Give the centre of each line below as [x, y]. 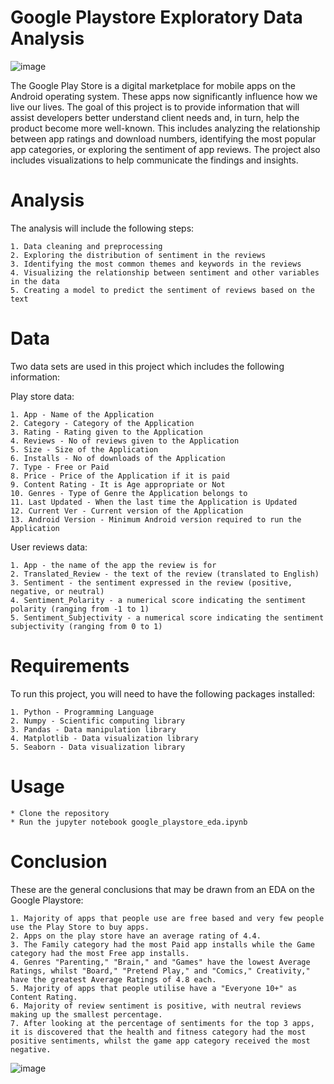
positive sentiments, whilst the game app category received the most [160, 1041]
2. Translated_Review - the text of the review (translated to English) [165, 574]
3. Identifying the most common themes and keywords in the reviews [156, 264]
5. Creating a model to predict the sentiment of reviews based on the [162, 290]
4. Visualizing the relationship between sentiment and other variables [165, 272]
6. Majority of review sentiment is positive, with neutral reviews [156, 1006]
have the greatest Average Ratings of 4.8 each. [113, 979]
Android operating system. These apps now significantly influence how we [164, 96]
